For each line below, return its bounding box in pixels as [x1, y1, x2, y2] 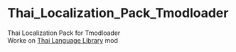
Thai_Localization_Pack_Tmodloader [7, 5, 229, 21]
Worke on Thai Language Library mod [7, 36, 119, 44]
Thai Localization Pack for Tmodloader [7, 28, 121, 37]
